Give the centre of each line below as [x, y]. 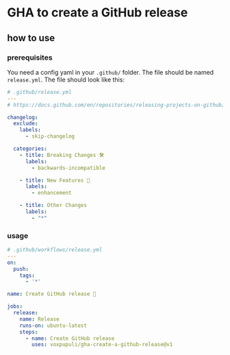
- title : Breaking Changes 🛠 [62, 155]
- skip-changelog [50, 136]
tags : [27, 276]
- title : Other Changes [53, 206]
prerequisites [30, 58]
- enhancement [52, 193]
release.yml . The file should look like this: [66, 79]
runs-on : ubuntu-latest [53, 326]
